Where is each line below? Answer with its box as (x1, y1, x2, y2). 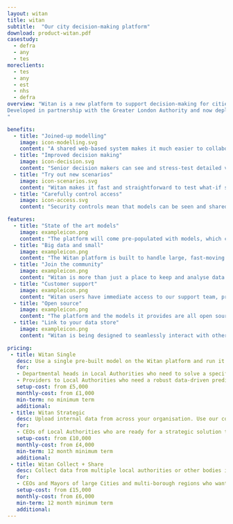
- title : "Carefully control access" (13, 190, 123, 198)
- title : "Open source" (13, 300, 82, 307)
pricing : (7, 344, 33, 351)
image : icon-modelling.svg (19, 139, 98, 146)
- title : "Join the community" (13, 261, 104, 268)
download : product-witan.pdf (7, 29, 92, 37)
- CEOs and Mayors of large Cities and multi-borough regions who (16, 480, 213, 487)
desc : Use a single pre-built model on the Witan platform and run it (16, 357, 225, 364)
